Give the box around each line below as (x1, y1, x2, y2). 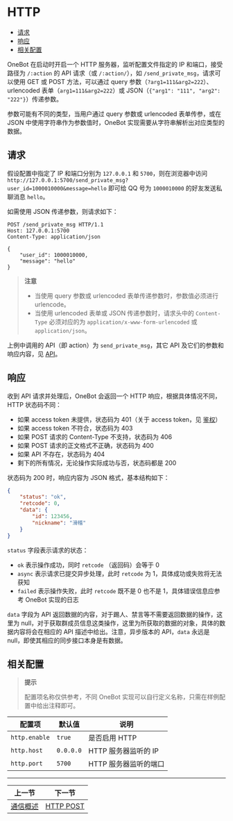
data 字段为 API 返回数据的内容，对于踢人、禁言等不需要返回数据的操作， (7, 610, 217, 618)
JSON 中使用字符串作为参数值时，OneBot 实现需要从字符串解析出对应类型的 (7, 118, 225, 126)
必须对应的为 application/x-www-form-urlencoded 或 (49, 317, 198, 326)
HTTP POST (45, 802, 85, 811)
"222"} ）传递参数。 (7, 94, 62, 103)
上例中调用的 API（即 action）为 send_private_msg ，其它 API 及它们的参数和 (7, 341, 224, 349)
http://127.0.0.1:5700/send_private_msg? (7, 176, 129, 184)
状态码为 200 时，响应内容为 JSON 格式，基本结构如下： (7, 473, 170, 481)
